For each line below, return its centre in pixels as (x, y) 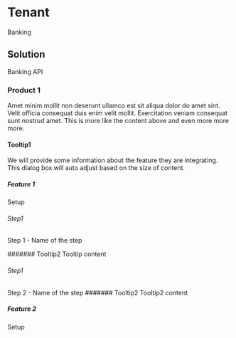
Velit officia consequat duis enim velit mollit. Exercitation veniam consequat (118, 113)
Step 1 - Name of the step (45, 241)
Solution (26, 54)
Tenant (28, 12)
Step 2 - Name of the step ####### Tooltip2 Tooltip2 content (98, 292)
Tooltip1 (19, 144)
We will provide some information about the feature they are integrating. (113, 160)
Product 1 (24, 90)
